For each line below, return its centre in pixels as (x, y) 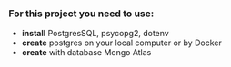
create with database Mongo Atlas (86, 53)
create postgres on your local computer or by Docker (121, 43)
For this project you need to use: (81, 14)
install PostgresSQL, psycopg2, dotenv (95, 33)
